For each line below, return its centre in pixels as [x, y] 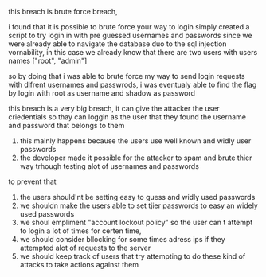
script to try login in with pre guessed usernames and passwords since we [130, 35]
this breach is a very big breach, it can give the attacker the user [114, 108]
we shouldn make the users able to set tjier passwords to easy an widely [139, 205]
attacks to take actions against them [79, 265]
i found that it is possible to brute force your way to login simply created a [129, 27]
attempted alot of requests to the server [85, 248]
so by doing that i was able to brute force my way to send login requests [127, 76]
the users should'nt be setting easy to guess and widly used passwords [137, 197]
